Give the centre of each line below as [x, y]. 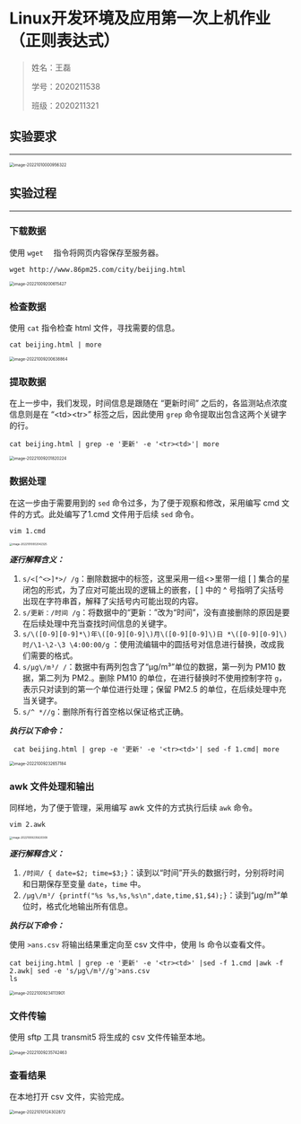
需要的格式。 [54, 655]
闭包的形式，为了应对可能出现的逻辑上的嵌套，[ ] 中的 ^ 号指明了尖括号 [153, 590]
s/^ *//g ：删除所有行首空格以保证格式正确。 [105, 712]
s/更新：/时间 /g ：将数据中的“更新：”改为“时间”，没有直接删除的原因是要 [156, 612]
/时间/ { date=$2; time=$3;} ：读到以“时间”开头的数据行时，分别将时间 [153, 873]
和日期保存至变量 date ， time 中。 [84, 883]
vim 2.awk [28, 825]
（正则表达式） [64, 41]
